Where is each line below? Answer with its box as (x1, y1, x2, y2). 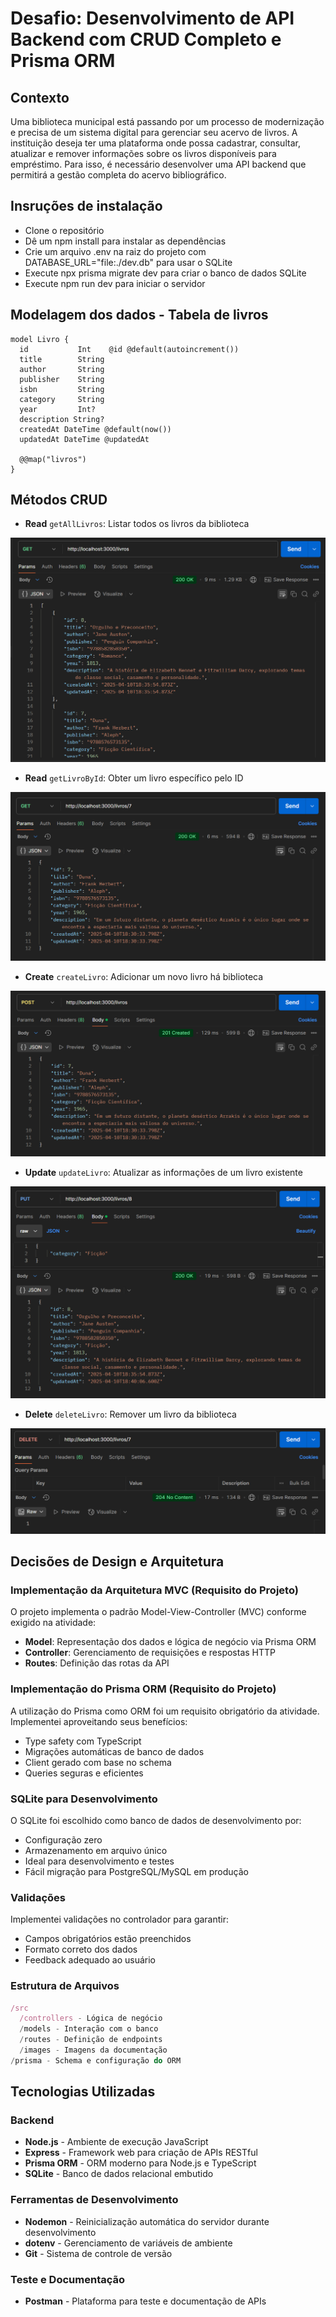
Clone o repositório (24, 224, 105, 236)
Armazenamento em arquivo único (24, 1844, 168, 1856)
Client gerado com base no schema (24, 1756, 172, 1768)
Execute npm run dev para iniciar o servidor (24, 277, 206, 289)
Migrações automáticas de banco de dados (24, 1745, 205, 1757)
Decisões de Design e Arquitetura (10, 1553, 225, 1571)
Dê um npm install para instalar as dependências (24, 235, 227, 247)
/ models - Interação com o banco (19, 2024, 159, 2034)
